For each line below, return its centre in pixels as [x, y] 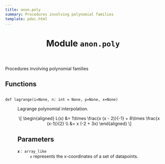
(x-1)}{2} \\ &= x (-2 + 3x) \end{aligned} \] [89, 123]
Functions [21, 84]
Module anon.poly [83, 43]
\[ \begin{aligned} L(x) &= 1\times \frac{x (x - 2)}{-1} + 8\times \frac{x [89, 119]
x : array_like [32, 151]
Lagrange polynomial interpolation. [53, 109]
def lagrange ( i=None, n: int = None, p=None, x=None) [62, 100]
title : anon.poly [23, 10]
